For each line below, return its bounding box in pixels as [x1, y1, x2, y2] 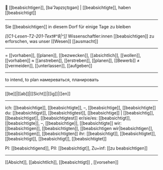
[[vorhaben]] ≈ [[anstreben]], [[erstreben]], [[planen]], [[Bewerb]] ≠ [5, 57, 140, 63]
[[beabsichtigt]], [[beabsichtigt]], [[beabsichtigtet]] [5, 136, 107, 141]
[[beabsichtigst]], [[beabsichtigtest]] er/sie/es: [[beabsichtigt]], [5, 115, 131, 121]
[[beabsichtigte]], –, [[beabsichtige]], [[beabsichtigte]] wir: [5, 120, 122, 126]
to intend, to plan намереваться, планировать [5, 77, 99, 82]
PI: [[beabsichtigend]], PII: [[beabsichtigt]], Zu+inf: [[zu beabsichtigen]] [5, 145, 148, 151]
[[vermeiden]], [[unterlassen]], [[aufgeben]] [5, 63, 93, 68]
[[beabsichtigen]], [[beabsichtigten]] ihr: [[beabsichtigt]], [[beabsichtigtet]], [5, 131, 156, 136]
